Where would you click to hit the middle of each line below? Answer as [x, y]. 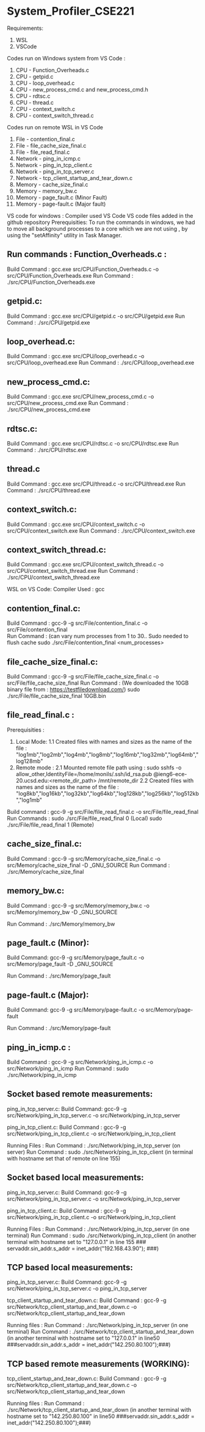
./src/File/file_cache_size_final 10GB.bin [56, 696]
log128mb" [29, 761]
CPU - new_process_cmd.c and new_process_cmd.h [82, 89]
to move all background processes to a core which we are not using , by [97, 228]
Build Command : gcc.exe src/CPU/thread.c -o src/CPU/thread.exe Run [96, 484]
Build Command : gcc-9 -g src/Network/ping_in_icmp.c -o [80, 1062]
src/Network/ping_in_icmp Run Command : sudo [68, 1068]
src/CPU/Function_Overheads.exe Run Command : [70, 275]
